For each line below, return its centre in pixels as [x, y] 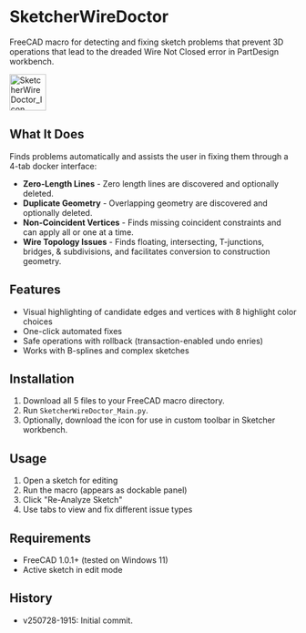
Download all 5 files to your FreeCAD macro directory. [123, 401]
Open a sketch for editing [70, 481]
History [31, 598]
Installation [42, 378]
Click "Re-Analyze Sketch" [72, 500]
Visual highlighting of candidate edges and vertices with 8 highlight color [159, 311]
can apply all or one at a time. [78, 232]
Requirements [50, 538]
